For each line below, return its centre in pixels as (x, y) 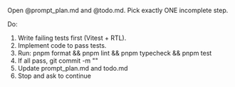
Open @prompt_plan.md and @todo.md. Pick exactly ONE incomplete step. (118, 10)
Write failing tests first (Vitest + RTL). (72, 38)
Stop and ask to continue (54, 76)
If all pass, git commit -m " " (58, 61)
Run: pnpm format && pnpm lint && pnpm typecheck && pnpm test (115, 53)
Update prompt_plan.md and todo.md (73, 68)
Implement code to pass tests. (62, 45)
